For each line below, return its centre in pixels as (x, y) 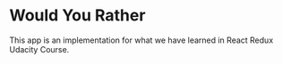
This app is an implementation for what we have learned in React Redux (141, 40)
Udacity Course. (39, 49)
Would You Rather (77, 16)
